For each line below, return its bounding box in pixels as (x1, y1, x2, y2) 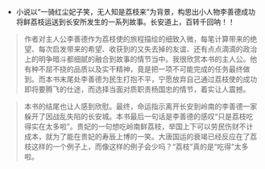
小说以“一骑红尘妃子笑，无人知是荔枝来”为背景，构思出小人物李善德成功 (15, 7, 256, 16)
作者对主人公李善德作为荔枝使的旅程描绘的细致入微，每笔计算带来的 (23, 35, 251, 43)
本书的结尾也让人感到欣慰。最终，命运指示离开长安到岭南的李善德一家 (23, 101, 258, 111)
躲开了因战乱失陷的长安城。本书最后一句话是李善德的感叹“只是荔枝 (23, 112, 246, 121)
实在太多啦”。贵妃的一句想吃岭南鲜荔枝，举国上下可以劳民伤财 (31, 122, 239, 131)
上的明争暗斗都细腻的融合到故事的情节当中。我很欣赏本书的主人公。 (23, 55, 251, 64)
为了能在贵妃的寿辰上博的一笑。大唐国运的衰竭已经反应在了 (52, 132, 251, 141)
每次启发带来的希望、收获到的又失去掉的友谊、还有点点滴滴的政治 (38, 44, 258, 54)
